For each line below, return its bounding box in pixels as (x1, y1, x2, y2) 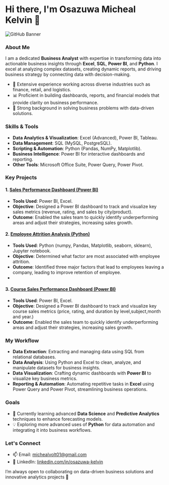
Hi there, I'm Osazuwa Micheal (5, 4, 136, 15)
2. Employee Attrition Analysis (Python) (5, 231, 90, 237)
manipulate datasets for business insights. (12, 365, 100, 371)
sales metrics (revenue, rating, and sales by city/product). (12, 209, 133, 215)
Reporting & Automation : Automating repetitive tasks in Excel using (12, 381, 154, 387)
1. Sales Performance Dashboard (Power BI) (5, 186, 98, 193)
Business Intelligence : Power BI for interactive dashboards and (12, 151, 145, 157)
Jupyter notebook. (12, 247, 51, 254)
